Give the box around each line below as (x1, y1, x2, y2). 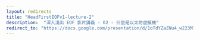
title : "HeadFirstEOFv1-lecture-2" (6, 14, 95, 20)
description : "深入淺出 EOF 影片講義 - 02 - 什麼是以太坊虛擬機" (6, 19, 159, 25)
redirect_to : (6, 25, 39, 31)
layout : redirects (6, 8, 52, 15)
